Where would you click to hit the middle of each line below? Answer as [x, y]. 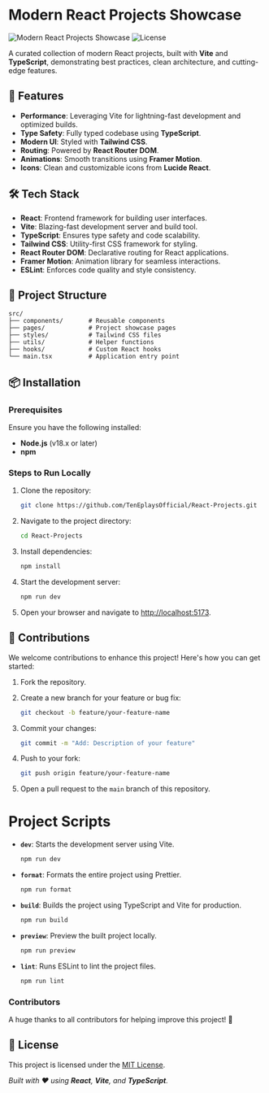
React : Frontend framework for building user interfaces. [113, 218]
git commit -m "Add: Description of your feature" [108, 743]
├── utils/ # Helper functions [81, 342]
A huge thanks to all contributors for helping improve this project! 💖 [121, 1019]
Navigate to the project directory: [76, 521]
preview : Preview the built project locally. [88, 935]
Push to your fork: [50, 759]
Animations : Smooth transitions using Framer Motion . [111, 159]
